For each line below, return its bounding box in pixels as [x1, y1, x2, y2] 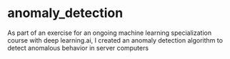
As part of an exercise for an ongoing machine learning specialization [7, 28, 212, 37]
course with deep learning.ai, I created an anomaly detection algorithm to [7, 36, 224, 44]
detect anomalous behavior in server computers [7, 43, 149, 52]
